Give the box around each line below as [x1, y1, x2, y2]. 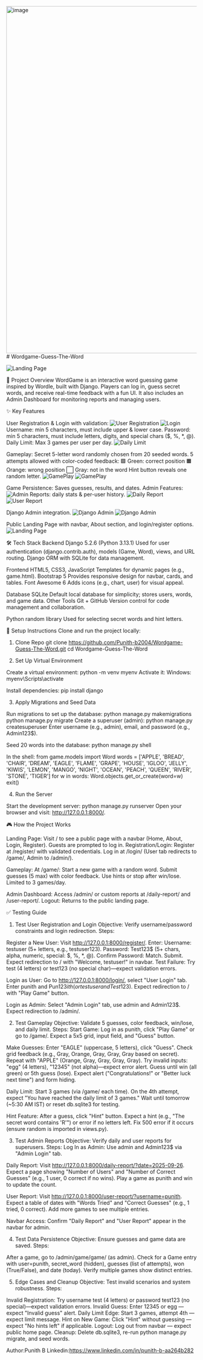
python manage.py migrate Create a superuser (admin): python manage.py [6, 717, 193, 724]
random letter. [6, 473, 41, 480]
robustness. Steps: [14, 1285, 62, 1292]
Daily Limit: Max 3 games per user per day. [6, 439, 113, 446]
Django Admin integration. [6, 509, 71, 516]
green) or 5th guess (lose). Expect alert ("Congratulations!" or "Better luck [6, 1070, 191, 1076]
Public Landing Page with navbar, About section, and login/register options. [6, 521, 194, 528]
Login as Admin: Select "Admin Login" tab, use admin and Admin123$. [6, 1001, 181, 1008]
